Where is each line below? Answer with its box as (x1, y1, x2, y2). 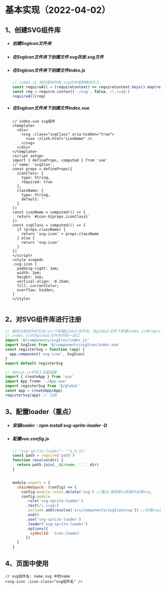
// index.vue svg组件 (12, 119, 56, 124)
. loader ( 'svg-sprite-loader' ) (25, 521, 88, 527)
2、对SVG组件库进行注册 (5, 315, 82, 324)
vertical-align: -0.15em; (17, 279, 70, 284)
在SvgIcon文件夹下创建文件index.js (12, 67, 85, 73)
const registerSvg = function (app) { (5, 347, 85, 352)
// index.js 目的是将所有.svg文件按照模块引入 (12, 80, 100, 85)
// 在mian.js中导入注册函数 (5, 369, 57, 375)
